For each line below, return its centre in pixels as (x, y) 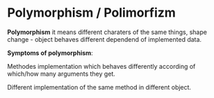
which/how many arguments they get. (61, 74)
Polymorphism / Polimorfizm (91, 13)
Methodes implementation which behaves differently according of (101, 66)
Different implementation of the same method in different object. (99, 87)
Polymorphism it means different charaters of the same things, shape (107, 32)
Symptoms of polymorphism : (50, 53)
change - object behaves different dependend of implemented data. (105, 39)
